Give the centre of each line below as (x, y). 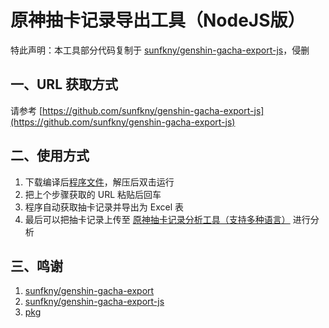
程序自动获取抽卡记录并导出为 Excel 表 (104, 207)
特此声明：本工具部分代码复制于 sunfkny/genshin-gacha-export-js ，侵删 (160, 50)
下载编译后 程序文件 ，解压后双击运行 (99, 182)
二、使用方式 (50, 156)
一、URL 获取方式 (64, 84)
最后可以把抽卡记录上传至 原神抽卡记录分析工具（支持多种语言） (157, 219)
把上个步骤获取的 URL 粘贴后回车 (93, 194)
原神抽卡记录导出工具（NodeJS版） (158, 20)
